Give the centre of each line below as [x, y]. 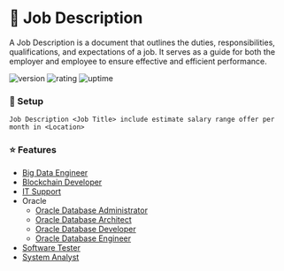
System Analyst [50, 257]
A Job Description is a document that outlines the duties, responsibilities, [142, 42]
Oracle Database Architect [84, 219]
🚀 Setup [27, 101]
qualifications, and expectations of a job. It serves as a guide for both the [142, 51]
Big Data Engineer [55, 172]
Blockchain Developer [62, 182]
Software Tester [51, 247]
